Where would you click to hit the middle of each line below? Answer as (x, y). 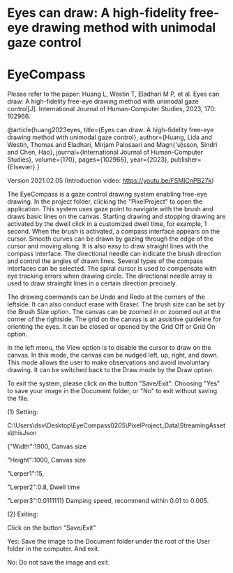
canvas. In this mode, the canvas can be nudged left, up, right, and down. (113, 355)
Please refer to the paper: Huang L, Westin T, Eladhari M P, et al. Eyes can (113, 94)
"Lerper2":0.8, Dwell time (44, 487)
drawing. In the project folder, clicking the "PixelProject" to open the (105, 201)
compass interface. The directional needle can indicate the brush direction (114, 254)
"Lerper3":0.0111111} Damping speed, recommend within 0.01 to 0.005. (108, 501)
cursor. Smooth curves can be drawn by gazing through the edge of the (111, 239)
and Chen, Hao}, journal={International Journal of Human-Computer (105, 153)
